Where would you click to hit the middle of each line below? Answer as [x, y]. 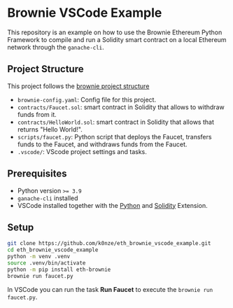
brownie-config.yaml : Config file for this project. [86, 99]
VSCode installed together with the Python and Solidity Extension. [112, 205]
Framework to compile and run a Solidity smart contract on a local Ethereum [117, 39]
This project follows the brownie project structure [78, 86]
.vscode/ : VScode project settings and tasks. [82, 151]
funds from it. [37, 114]
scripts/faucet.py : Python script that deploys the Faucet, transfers [114, 136]
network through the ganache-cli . [56, 47]
